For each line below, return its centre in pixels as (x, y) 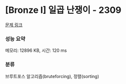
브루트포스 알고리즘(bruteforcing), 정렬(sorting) (52, 76)
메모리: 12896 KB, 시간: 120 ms (36, 50)
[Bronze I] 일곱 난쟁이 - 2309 (63, 10)
